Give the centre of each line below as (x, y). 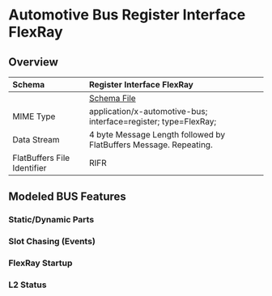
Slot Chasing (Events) (52, 242)
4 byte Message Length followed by (157, 135)
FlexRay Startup (40, 263)
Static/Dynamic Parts (51, 220)
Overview (34, 62)
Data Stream (36, 140)
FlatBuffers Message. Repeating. (151, 145)
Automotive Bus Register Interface (127, 15)
